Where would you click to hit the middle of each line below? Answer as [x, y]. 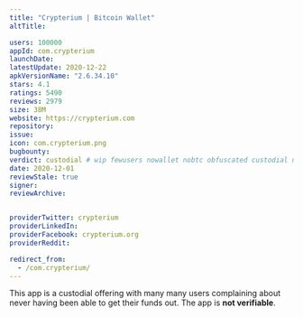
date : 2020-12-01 [42, 168]
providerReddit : [40, 243]
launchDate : [32, 60]
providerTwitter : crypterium [64, 218]
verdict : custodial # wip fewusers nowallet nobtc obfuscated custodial [149, 160]
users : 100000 [36, 42]
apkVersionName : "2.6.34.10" [64, 76]
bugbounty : [30, 152]
